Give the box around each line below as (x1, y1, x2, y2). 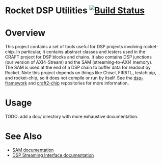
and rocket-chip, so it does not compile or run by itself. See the (5, 75, 133, 81)
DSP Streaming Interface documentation (12, 152, 94, 158)
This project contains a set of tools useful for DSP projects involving (5, 44, 142, 50)
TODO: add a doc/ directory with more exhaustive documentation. (5, 113, 138, 120)
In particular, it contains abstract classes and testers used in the (16, 49, 146, 55)
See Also (5, 131, 42, 142)
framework (5, 80, 27, 86)
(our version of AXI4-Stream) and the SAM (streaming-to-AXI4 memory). (5, 59, 153, 65)
